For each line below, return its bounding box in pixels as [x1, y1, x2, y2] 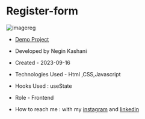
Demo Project [14, 35, 49, 43]
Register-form [6, 4, 78, 18]
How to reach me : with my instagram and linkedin [14, 105, 140, 112]
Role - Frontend [14, 94, 54, 101]
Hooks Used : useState [14, 82, 72, 90]
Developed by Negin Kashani [14, 47, 87, 55]
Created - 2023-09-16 [14, 59, 71, 66]
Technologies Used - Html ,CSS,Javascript [14, 70, 122, 78]
